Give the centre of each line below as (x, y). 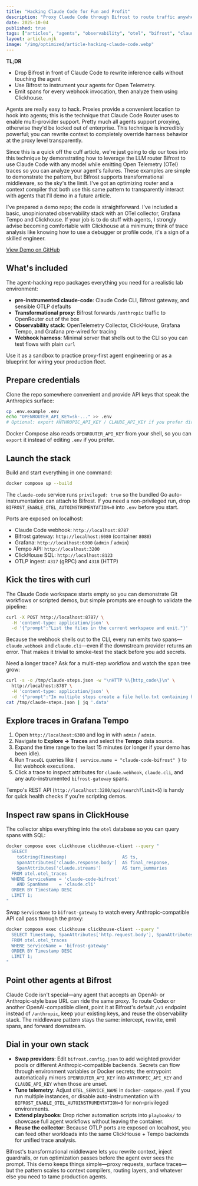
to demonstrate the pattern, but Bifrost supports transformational (85, 177)
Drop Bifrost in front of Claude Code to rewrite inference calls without (99, 72)
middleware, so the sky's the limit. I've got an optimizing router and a (90, 183)
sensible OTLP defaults (43, 306)
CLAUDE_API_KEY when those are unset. (61, 1083)
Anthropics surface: (30, 401)
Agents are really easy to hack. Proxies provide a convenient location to (93, 109)
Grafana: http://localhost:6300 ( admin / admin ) (72, 542)
